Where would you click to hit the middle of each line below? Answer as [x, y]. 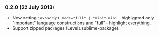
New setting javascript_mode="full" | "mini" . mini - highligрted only [83, 18]
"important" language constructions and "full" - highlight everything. [81, 23]
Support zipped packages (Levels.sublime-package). [66, 28]
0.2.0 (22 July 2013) [30, 7]
